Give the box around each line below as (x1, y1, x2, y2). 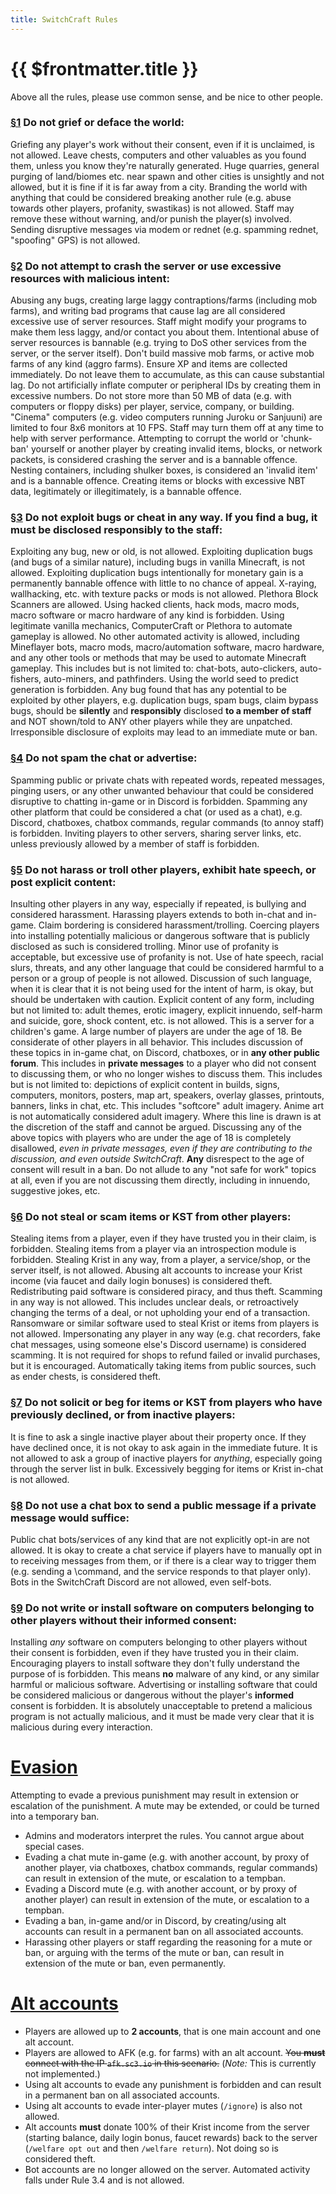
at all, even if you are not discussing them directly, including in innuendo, (10, 1174, 311, 1186)
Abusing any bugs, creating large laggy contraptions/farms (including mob (10, 294, 318, 306)
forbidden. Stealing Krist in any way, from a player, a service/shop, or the (10, 1254, 312, 1266)
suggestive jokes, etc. (10, 1185, 101, 1197)
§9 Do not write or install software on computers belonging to (10, 1601, 315, 1615)
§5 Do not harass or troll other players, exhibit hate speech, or (10, 862, 317, 876)
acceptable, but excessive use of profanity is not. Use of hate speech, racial (10, 951, 324, 963)
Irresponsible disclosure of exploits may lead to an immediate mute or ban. (10, 726, 318, 738)
